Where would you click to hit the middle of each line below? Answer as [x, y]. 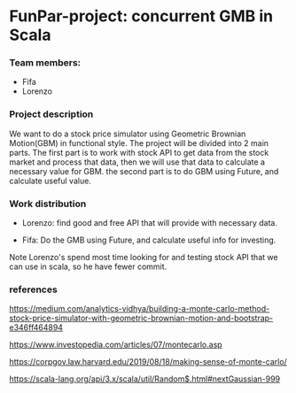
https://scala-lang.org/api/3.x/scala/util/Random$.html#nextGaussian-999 [145, 379]
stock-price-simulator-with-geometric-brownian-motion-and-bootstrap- [141, 318]
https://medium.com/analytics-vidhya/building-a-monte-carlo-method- [140, 309]
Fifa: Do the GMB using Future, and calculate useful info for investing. [149, 240]
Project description [51, 114]
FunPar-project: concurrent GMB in [141, 16]
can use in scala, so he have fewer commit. [88, 266]
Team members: [45, 63]
